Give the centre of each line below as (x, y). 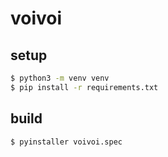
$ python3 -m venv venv (60, 78)
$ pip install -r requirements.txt (84, 87)
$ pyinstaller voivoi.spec (66, 142)
